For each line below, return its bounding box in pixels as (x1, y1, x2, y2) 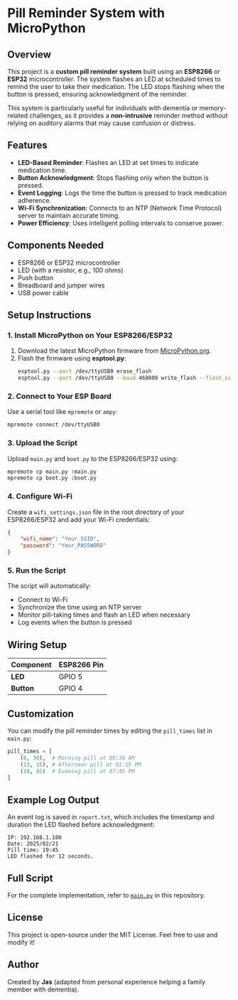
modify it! (7, 937, 36, 947)
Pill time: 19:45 (7, 846, 59, 854)
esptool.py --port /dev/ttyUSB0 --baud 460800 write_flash (17, 375, 197, 382)
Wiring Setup (7, 639, 67, 651)
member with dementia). (7, 985, 80, 994)
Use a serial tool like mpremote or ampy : (7, 408, 118, 416)
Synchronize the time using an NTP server (17, 603, 142, 612)
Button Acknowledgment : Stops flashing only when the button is (17, 173, 209, 182)
